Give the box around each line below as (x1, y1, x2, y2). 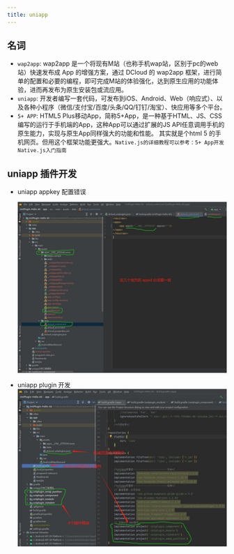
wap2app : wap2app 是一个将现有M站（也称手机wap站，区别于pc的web (17, 59, 219, 68)
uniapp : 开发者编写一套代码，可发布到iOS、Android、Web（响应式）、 (17, 94, 217, 103)
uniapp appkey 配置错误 (17, 188, 86, 196)
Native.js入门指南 (17, 147, 67, 154)
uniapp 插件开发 (7, 167, 77, 179)
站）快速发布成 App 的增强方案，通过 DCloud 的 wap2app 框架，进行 (17, 68, 216, 77)
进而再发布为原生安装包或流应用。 (29, 86, 127, 94)
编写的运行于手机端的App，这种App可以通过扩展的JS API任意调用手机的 (17, 121, 225, 129)
